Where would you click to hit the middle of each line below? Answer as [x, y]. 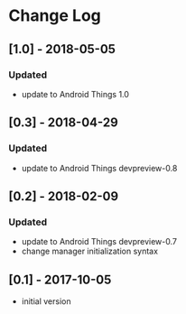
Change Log [55, 16]
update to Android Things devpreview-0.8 [99, 168]
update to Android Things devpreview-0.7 [99, 242]
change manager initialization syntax [90, 251]
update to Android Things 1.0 [75, 94]
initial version [46, 301]
